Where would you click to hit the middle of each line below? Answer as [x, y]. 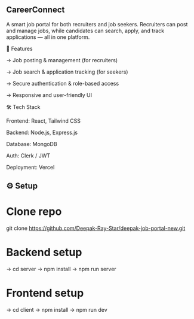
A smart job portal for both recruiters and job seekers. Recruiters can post [97, 24]
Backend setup [44, 252]
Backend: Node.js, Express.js [42, 132]
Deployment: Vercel [30, 167]
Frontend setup [45, 293]
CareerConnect [36, 10]
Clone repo [34, 212]
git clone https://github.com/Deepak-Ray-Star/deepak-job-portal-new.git [96, 228]
